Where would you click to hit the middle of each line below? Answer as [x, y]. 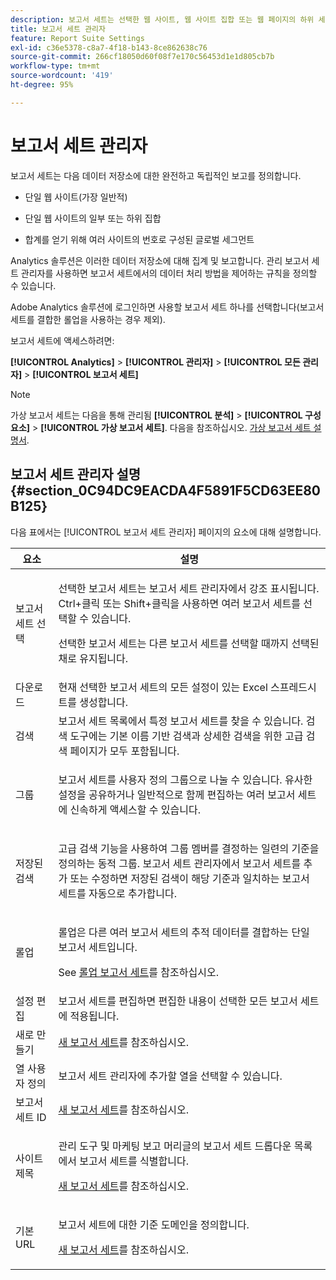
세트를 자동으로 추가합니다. [117, 893]
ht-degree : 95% [42, 85]
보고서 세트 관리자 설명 [76, 474]
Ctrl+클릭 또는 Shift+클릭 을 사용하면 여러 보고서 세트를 [179, 603]
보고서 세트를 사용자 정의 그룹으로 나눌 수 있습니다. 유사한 [185, 779]
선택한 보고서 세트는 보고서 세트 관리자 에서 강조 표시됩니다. [189, 588]
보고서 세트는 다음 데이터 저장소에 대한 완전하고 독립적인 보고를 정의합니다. [156, 175]
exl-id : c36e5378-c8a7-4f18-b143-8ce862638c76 [109, 47]
